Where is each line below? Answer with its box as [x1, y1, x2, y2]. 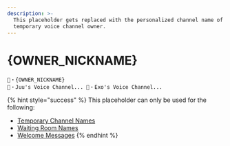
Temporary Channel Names [17, 116, 96, 125]
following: [7, 103, 35, 112]
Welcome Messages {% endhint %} [17, 132, 118, 140]
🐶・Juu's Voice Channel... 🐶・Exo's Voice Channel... [7, 84, 163, 91]
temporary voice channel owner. [13, 23, 107, 30]
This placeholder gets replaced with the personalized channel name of [13, 17, 224, 23]
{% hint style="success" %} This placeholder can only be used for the [7, 96, 207, 104]
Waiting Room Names [17, 124, 79, 132]
